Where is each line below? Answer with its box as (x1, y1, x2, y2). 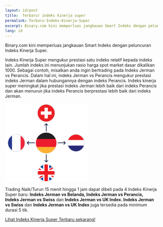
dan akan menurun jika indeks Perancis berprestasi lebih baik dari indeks (5, 88, 151, 94)
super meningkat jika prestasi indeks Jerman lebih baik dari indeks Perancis (5, 83, 157, 89)
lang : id (5, 28, 23, 34)
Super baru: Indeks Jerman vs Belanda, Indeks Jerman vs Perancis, (5, 191, 144, 197)
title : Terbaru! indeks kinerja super (5, 13, 86, 18)
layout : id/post (5, 8, 38, 13)
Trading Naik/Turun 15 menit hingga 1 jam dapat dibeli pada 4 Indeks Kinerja (5, 187, 157, 192)
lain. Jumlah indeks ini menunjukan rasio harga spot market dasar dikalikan (5, 62, 155, 68)
